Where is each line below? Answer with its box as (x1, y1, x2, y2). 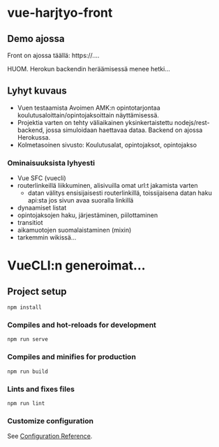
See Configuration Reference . (7, 432, 93, 441)
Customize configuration (7, 416, 94, 425)
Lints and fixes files (7, 384, 75, 394)
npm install (7, 304, 42, 312)
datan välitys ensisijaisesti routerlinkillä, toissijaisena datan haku (27, 189, 213, 197)
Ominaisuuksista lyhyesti (7, 158, 96, 168)
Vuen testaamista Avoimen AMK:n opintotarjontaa (17, 103, 160, 112)
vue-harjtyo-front (7, 5, 113, 21)
